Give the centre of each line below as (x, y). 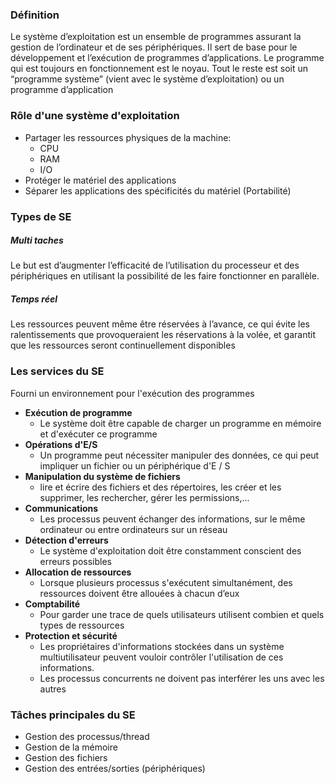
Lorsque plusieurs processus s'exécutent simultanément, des (166, 582)
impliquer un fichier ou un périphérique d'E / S (135, 465)
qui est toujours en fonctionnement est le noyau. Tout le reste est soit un (159, 69)
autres (53, 689)
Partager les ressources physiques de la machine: (128, 137)
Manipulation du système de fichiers (102, 476)
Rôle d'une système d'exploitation (95, 116)
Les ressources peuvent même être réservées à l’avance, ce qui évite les (160, 324)
